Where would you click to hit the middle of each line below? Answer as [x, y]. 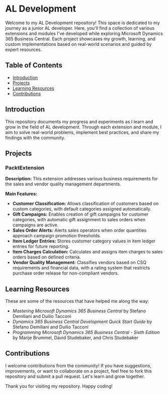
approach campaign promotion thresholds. [57, 236]
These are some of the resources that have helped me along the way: [77, 301]
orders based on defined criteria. [47, 257]
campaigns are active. [35, 225]
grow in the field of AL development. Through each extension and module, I [83, 127]
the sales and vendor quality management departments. [63, 184]
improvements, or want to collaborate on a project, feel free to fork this [78, 371]
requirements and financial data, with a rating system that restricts [81, 268]
